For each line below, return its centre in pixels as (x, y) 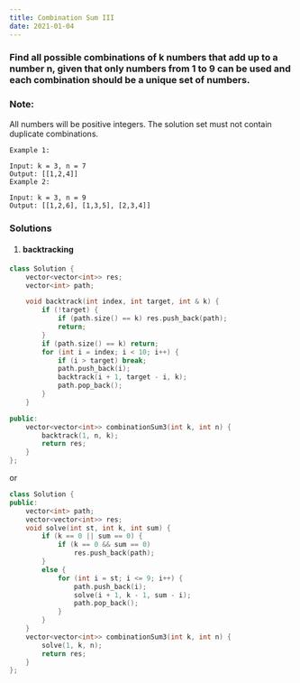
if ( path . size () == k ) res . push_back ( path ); (142, 318)
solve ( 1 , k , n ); (72, 645)
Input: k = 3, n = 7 (48, 166)
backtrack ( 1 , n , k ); (80, 435)
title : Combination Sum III (62, 18)
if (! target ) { (70, 310)
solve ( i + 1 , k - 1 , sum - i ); (132, 595)
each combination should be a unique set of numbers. (130, 80)
